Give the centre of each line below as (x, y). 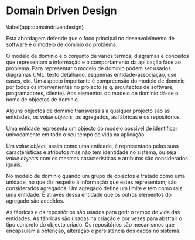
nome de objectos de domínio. (43, 99)
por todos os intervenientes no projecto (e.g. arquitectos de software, (90, 87)
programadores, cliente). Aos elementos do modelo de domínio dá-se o (92, 93)
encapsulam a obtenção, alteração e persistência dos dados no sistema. (93, 231)
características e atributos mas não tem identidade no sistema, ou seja (91, 152)
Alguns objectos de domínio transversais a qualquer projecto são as (88, 111)
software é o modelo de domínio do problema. (62, 44)
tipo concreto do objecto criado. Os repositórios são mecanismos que (90, 224)
